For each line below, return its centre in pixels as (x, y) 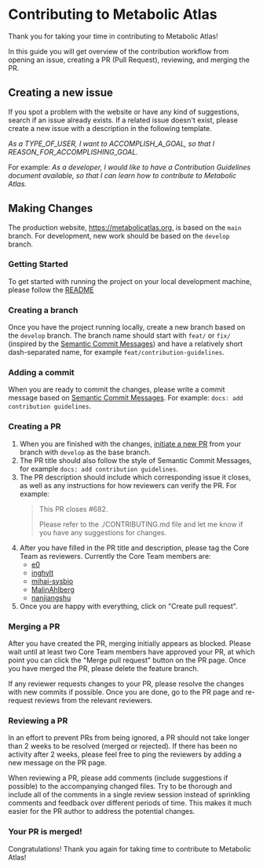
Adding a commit (41, 373)
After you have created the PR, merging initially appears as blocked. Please (130, 644)
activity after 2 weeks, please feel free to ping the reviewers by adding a (125, 754)
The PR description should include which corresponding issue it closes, (135, 477)
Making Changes (51, 208)
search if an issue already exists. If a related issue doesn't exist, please (123, 120)
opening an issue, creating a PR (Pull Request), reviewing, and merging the (129, 60)
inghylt (42, 573)
